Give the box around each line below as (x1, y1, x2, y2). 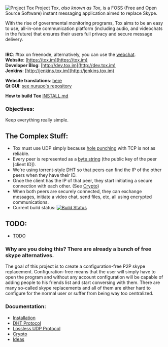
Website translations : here (5, 78, 62, 83)
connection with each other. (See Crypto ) (12, 183, 99, 189)
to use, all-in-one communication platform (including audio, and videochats (5, 25, 163, 31)
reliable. (12, 150, 29, 157)
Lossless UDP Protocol (12, 325, 61, 331)
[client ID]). (12, 162, 37, 168)
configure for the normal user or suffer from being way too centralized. (5, 290, 154, 297)
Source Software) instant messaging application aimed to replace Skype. (5, 10, 157, 16)
